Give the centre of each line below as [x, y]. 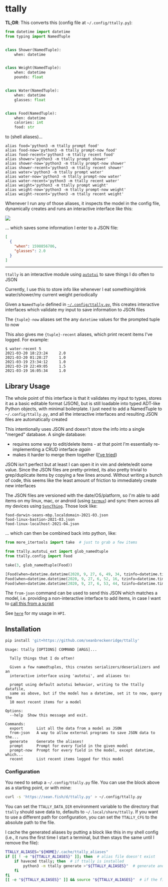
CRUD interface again [68, 450]
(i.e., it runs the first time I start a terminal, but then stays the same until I [80, 837]
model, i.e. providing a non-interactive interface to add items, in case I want [83, 598]
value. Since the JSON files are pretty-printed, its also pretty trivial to [76, 470]
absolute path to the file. [30, 822]
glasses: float [30, 100]
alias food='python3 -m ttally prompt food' [52, 146]
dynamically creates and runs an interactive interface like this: [69, 209]
